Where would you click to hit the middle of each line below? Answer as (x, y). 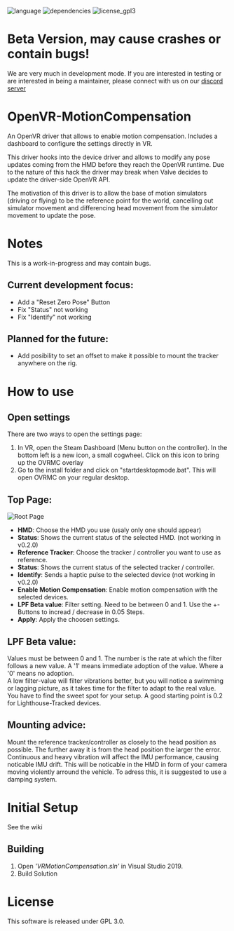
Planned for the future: (58, 339)
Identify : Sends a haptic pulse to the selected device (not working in (116, 575)
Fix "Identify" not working (55, 317)
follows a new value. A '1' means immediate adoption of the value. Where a (115, 666)
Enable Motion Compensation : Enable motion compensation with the (118, 590)
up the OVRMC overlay (50, 463)
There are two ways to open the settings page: (75, 434)
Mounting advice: (47, 725)
